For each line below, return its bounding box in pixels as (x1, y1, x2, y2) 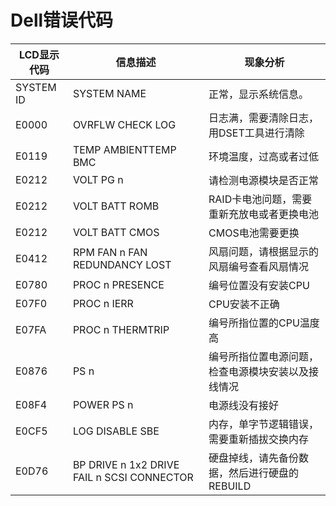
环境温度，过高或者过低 (208, 149, 320, 163)
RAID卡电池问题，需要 (208, 192, 313, 206)
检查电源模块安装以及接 (208, 364, 320, 378)
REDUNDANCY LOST (72, 257, 172, 271)
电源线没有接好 (208, 398, 280, 412)
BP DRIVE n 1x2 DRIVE (72, 457, 180, 471)
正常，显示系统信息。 (208, 87, 310, 101)
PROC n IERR (72, 296, 134, 310)
